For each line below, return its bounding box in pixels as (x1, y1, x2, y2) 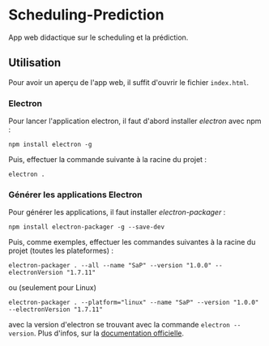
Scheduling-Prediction (8, 6, 164, 24)
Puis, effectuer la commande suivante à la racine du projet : (8, 155, 207, 164)
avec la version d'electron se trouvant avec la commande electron (8, 320, 231, 330)
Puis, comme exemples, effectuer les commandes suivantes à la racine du (8, 237, 256, 247)
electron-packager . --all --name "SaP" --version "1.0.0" (8, 262, 212, 270)
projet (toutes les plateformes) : (8, 246, 114, 256)
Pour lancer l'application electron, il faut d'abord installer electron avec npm (8, 116, 262, 126)
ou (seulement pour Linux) (8, 283, 97, 293)
